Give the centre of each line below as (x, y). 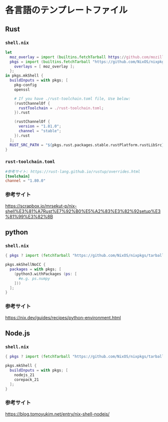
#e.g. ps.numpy (34, 278)
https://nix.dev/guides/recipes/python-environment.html (63, 317)
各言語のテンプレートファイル (66, 10)
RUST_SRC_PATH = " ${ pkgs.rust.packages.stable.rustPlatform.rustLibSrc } (87, 145)
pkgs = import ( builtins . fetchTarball (50, 62)
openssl (22, 90)
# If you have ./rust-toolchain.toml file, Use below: (72, 99)
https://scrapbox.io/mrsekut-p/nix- (41, 206)
